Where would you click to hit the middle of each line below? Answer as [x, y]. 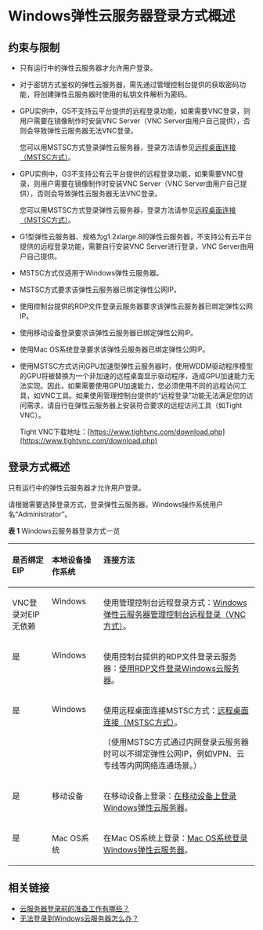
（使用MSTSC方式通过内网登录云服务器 [176, 742]
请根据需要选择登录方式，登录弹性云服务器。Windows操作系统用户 [116, 504]
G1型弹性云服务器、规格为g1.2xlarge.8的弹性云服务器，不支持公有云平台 [135, 237]
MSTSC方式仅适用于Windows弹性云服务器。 [91, 273]
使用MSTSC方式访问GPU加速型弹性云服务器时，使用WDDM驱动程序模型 [136, 366]
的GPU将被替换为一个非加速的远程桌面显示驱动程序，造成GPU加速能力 [133, 376]
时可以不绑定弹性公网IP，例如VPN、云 [174, 753]
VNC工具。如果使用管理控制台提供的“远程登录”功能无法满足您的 [143, 396]
